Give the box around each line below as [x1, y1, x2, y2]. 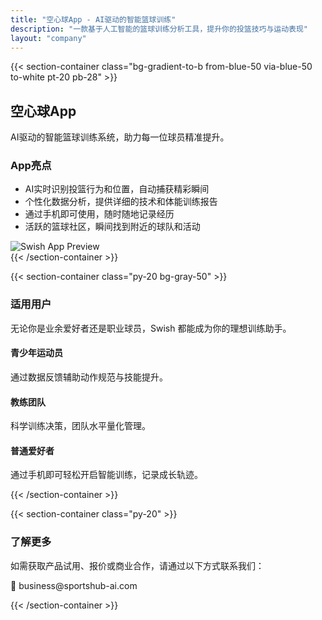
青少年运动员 [10, 347, 63, 359]
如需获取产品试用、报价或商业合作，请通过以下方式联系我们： [10, 559, 265, 571]
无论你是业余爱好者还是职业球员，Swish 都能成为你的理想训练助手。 [10, 322, 292, 334]
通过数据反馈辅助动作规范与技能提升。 [10, 371, 168, 383]
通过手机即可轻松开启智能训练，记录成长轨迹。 [10, 469, 203, 481]
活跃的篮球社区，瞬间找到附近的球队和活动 [24, 221, 201, 233]
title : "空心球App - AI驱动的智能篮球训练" [10, 14, 177, 25]
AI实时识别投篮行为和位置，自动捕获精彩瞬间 [24, 183, 210, 195]
